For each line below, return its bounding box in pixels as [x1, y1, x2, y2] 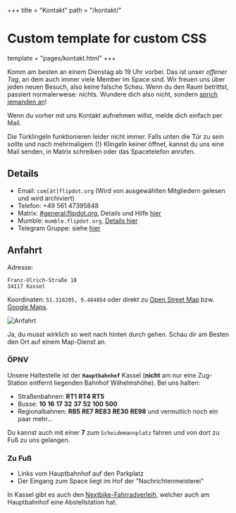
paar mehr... [17, 414, 53, 423]
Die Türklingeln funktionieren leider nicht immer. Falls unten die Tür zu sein [7, 132, 224, 140]
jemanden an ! [7, 97, 47, 106]
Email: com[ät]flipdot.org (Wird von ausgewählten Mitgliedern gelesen [17, 186, 225, 194]
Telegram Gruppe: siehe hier [17, 223, 101, 232]
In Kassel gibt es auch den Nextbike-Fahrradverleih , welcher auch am [7, 490, 210, 499]
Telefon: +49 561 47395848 [17, 201, 99, 210]
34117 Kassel [7, 283, 46, 290]
